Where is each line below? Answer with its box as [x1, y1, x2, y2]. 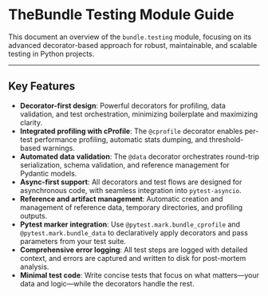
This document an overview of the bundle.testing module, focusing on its [8, 32, 252, 41]
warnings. [42, 143, 76, 152]
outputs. [19, 211, 48, 220]
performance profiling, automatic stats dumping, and [34, 134, 208, 144]
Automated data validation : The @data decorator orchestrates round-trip [19, 152, 259, 161]
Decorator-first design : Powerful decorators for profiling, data [19, 101, 226, 110]
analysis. [19, 262, 49, 271]
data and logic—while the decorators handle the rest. [19, 278, 195, 288]
